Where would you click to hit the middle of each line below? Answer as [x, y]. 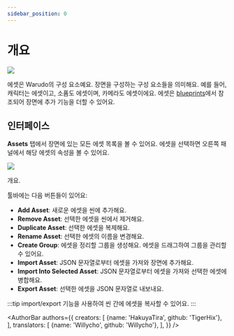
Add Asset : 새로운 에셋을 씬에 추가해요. [72, 210]
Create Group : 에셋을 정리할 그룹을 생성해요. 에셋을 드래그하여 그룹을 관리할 [122, 245]
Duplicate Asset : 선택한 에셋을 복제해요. [74, 228]
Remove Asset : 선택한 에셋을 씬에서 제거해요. [81, 219]
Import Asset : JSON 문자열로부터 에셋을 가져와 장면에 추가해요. [105, 263]
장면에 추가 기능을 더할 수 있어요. [70, 101]
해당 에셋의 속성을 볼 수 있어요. [67, 153]
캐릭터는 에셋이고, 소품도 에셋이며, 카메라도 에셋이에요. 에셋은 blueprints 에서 [112, 93]
